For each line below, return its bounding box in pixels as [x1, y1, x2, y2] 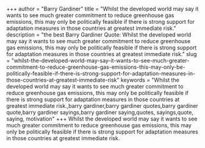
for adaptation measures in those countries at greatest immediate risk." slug [6, 51, 197, 57]
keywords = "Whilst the [120, 76, 180, 83]
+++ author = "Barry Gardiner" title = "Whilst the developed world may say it [6, 5, 199, 12]
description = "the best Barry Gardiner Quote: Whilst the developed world [6, 31, 192, 38]
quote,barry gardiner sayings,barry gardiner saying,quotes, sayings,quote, [6, 109, 194, 116]
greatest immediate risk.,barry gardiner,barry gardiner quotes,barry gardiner [6, 102, 198, 109]
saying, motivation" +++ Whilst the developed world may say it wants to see [6, 115, 198, 122]
